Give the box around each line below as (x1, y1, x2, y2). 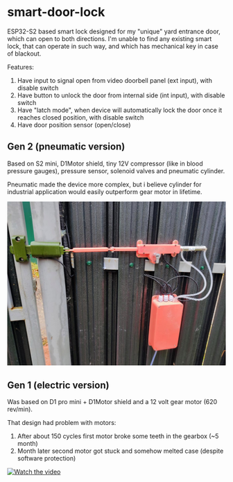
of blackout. (7, 49, 42, 58)
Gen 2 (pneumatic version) (7, 140, 126, 153)
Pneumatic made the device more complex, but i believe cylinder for (7, 180, 202, 188)
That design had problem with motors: (7, 419, 116, 427)
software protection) (17, 454, 76, 463)
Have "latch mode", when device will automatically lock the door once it (17, 106, 223, 114)
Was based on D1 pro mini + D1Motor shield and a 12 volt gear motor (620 (7, 398, 218, 406)
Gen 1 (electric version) (7, 379, 110, 391)
